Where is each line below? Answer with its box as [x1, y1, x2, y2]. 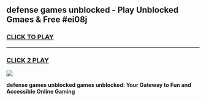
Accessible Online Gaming [6, 88, 75, 95]
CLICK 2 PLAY [6, 56, 49, 64]
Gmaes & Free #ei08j [6, 15, 88, 25]
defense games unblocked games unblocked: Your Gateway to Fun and [6, 81, 191, 88]
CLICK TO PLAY [6, 33, 54, 42]
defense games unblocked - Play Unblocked [6, 5, 179, 15]
